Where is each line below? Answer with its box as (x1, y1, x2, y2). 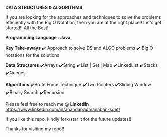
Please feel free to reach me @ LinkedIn (5, 101, 89, 107)
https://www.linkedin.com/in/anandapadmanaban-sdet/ (5, 106, 121, 112)
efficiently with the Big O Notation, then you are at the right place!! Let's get (5, 20, 162, 25)
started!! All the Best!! (5, 25, 50, 31)
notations (5, 52, 25, 58)
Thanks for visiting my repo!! (5, 126, 64, 132)
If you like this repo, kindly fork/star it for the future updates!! (5, 116, 132, 122)
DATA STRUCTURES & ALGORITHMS (5, 5, 83, 10)
